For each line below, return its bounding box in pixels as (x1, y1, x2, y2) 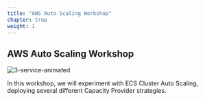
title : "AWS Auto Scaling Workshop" (7, 10, 112, 17)
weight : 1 (7, 23, 36, 29)
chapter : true (7, 16, 48, 23)
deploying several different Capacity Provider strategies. (7, 87, 167, 95)
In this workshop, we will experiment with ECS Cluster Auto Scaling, (7, 79, 199, 87)
